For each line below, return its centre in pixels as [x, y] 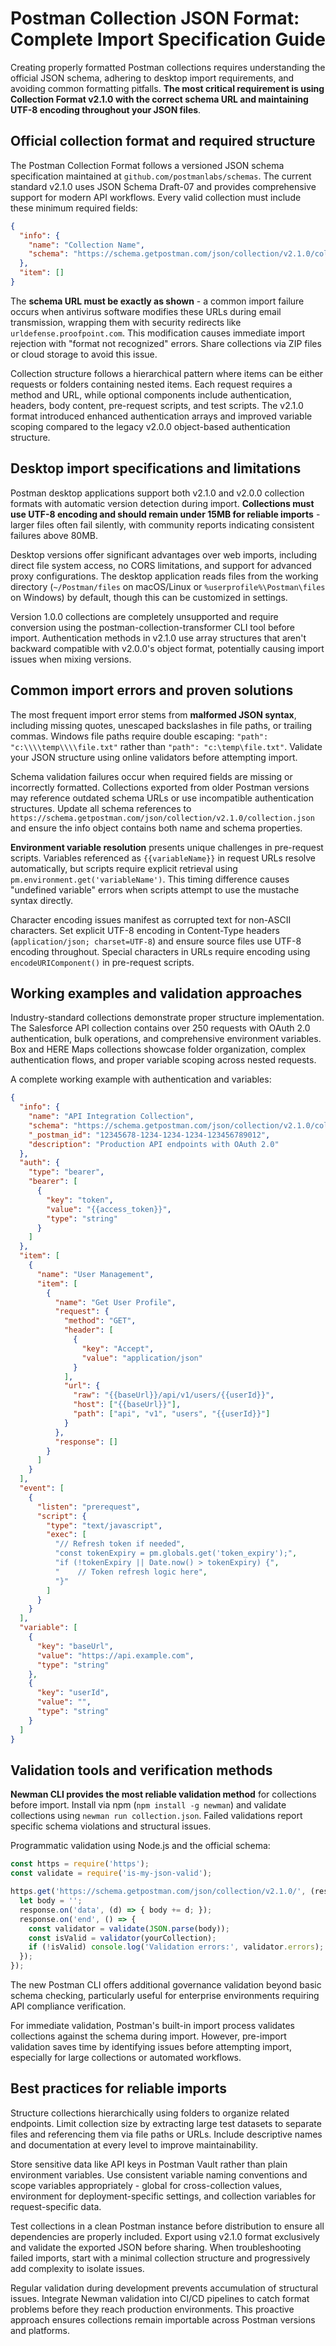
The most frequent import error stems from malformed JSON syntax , [153, 714]
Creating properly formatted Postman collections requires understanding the [168, 67]
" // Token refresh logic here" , [131, 1572]
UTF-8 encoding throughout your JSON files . [106, 109]
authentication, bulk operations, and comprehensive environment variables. [166, 1039]
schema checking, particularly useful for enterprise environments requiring [165, 1995]
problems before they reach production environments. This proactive [152, 2309]
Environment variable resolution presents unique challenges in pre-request [167, 847]
